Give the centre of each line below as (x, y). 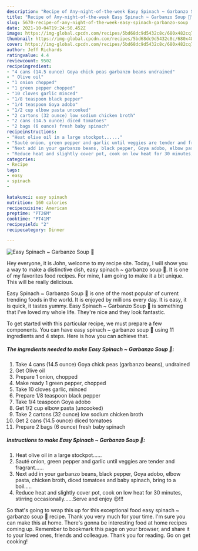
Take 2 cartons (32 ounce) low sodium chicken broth (79, 414)
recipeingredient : (29, 66)
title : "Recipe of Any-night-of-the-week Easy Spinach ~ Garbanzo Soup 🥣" (100, 17)
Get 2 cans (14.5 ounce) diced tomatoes (63, 420)
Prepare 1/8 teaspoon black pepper (58, 395)
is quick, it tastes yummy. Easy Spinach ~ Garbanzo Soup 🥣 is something (95, 306)
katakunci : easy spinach (37, 197)
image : (15, 34)
